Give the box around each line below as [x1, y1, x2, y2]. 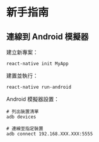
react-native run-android [6, 84, 71, 90]
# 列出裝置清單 [6, 109, 39, 115]
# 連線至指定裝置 [6, 126, 43, 132]
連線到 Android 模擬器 [6, 31, 89, 42]
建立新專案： [6, 49, 38, 56]
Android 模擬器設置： [6, 95, 59, 103]
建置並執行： [6, 72, 38, 79]
